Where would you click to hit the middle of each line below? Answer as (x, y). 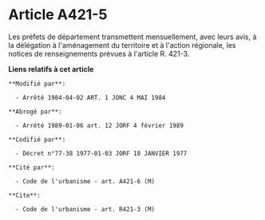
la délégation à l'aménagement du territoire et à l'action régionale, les (122, 45)
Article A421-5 (58, 15)
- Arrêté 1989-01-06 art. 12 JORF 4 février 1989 (99, 125)
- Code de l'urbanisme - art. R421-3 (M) (85, 209)
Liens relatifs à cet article (51, 69)
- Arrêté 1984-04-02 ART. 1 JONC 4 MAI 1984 (91, 97)
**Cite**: (25, 195)
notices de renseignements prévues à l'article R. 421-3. (99, 53)
